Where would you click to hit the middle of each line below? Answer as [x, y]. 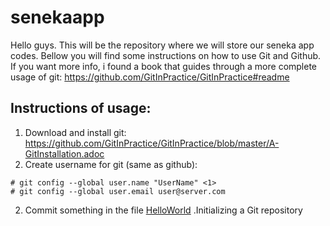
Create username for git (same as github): [111, 164]
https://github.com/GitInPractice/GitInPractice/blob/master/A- [152, 143]
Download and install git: [75, 132]
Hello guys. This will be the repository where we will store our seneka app [162, 45]
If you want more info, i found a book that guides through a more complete [164, 66]
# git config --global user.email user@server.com [118, 191]
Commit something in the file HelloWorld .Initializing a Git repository [163, 210]
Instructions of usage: [81, 108]
